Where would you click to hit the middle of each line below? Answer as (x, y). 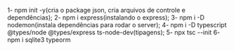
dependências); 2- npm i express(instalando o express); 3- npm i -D (106, 17)
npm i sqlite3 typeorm (39, 40)
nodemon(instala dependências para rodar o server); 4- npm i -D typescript (117, 25)
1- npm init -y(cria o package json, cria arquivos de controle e (97, 10)
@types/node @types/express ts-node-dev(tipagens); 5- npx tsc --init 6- (114, 32)
